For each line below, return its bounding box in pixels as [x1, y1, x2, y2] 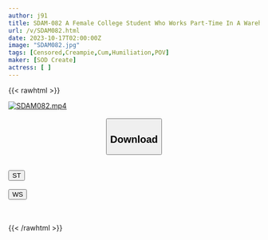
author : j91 [8, 11, 48, 20]
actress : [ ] [8, 64, 52, 72]
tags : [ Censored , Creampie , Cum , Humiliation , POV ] [8, 49, 170, 57]
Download [110, 133, 158, 145]
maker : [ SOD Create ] [8, 57, 77, 65]
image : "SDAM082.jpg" [8, 41, 81, 49]
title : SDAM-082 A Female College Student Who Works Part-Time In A [8, 19, 241, 27]
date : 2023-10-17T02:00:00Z [8, 33, 102, 42]
